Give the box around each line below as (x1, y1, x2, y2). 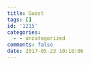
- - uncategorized (13, 35, 66, 42)
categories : (7, 28, 41, 36)
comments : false (7, 41, 53, 48)
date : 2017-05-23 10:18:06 (7, 48, 84, 55)
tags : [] (7, 16, 32, 23)
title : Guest (7, 9, 44, 17)
